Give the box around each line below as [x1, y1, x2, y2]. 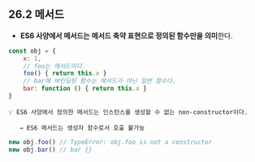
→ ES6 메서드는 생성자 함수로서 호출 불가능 [19, 124, 145, 132]
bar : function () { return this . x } [23, 84, 148, 93]
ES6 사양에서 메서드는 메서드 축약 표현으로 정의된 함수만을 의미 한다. [19, 31, 233, 40]
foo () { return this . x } [23, 70, 107, 78]
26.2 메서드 [8, 7, 65, 22]
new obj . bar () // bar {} [8, 145, 93, 154]
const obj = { [8, 47, 57, 55]
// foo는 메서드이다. [23, 62, 86, 70]
